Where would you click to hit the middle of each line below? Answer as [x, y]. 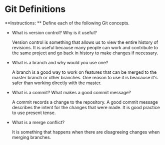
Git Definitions [35, 9]
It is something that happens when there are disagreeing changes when [86, 132]
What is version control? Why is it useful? [54, 32]
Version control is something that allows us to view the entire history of [85, 42]
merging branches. [31, 137]
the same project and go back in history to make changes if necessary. [85, 53]
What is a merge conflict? [38, 122]
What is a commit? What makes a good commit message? [71, 92]
